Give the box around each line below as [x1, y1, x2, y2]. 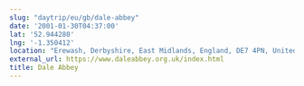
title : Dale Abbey [9, 64, 79, 73]
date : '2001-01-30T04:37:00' [9, 21, 119, 30]
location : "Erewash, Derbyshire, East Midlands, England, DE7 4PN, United [9, 47, 298, 56]
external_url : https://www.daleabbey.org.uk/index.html [9, 55, 224, 64]
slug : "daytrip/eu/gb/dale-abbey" [9, 13, 140, 22]
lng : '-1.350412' [9, 38, 75, 47]
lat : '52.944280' [9, 30, 75, 39]
